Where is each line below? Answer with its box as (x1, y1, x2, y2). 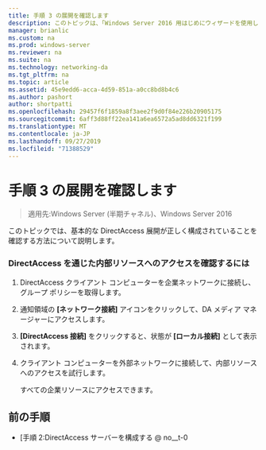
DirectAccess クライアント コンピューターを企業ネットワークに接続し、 (19, 277, 256, 287)
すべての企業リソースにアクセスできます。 (19, 385, 157, 394)
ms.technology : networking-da (8, 64, 109, 72)
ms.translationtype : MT (8, 122, 87, 130)
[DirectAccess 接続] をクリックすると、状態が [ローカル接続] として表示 (19, 331, 257, 340)
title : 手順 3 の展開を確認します (8, 11, 110, 20)
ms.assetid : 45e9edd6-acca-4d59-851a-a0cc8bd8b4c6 (8, 85, 179, 94)
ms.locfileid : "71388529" (8, 145, 94, 153)
